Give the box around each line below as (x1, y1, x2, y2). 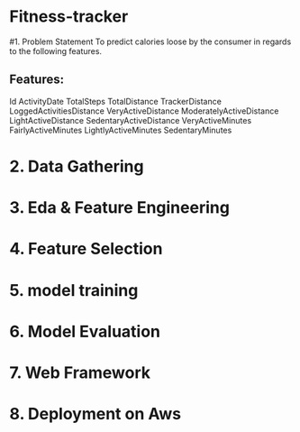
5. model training (9, 280, 139, 300)
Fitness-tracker (9, 6, 129, 27)
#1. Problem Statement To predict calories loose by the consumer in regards (9, 36, 292, 47)
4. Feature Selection (9, 239, 163, 259)
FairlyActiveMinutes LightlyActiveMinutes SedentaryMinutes (9, 124, 232, 135)
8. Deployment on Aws (9, 404, 182, 425)
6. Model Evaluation (9, 321, 160, 342)
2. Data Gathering (9, 156, 144, 177)
